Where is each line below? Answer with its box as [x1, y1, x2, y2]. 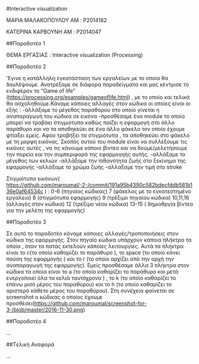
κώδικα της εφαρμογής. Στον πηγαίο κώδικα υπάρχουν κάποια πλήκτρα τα [6, 236, 192, 243]
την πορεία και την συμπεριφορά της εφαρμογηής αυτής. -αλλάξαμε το [6, 151, 186, 158]
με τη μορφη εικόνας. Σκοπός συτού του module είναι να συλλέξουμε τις [6, 138, 188, 145]
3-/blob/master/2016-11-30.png [6, 306, 83, 313]
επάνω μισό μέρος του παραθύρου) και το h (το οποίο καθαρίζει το [6, 281, 172, 287]
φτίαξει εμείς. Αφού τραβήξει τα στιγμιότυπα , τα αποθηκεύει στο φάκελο [6, 131, 190, 139]
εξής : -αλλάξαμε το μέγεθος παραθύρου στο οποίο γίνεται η [6, 106, 160, 113]
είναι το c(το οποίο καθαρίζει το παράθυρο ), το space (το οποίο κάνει [6, 249, 181, 256]
